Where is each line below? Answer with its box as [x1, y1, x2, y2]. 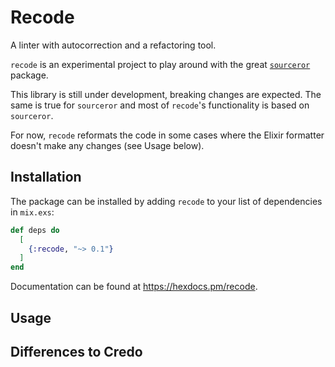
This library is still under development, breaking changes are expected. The [10, 88, 322, 100]
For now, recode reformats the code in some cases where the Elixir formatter [10, 129, 325, 141]
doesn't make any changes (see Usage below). [10, 139, 205, 151]
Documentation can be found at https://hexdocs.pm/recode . [10, 281, 258, 293]
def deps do [10, 225, 60, 235]
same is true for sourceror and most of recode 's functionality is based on [10, 99, 310, 111]
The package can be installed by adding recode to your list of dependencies [10, 195, 323, 207]
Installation [10, 169, 82, 186]
